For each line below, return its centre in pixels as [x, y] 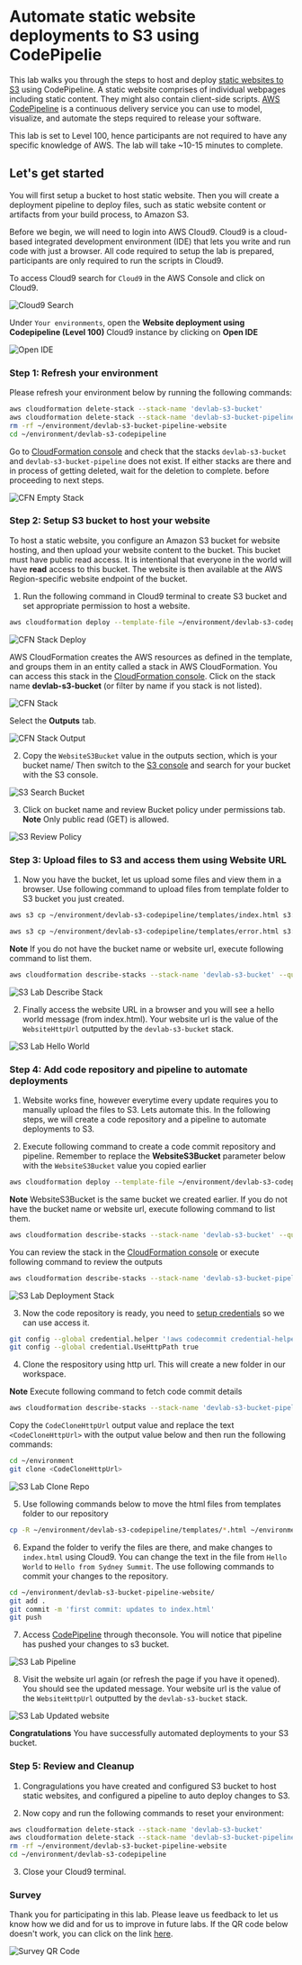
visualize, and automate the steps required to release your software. [135, 118]
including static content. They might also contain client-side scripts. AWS [145, 99]
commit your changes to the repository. [95, 1576]
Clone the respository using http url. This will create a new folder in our [154, 1365]
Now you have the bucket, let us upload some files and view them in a [151, 879]
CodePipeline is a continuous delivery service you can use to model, [136, 108]
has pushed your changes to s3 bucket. [96, 1644]
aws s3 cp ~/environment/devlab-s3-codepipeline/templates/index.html [144, 915]
